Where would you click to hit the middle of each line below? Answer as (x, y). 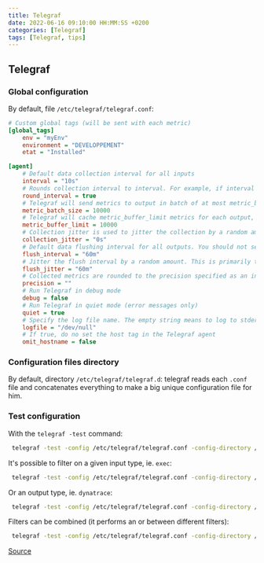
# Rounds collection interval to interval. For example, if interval (139, 188)
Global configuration (48, 91)
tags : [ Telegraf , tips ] (47, 37)
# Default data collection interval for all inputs (108, 174)
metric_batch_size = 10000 (66, 210)
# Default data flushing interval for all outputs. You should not (135, 247)
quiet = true (44, 313)
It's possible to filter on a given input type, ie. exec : (90, 463)
